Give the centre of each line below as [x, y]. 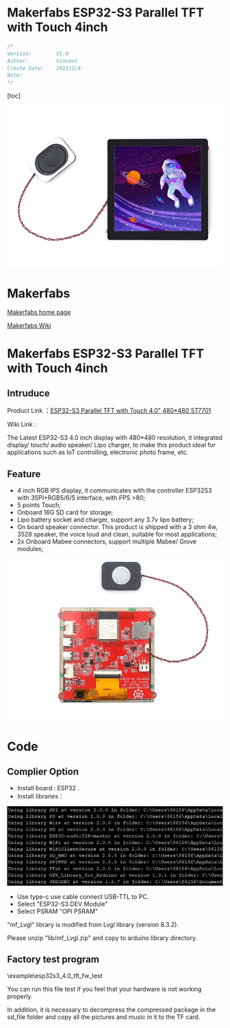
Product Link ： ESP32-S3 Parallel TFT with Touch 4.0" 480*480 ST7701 [109, 411]
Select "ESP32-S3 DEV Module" [62, 904]
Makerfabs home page [39, 312]
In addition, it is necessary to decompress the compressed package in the [112, 1010]
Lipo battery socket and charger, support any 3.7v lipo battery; [105, 519]
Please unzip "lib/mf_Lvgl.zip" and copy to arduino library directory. [102, 938]
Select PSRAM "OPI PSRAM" [57, 911]
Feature [24, 474]
